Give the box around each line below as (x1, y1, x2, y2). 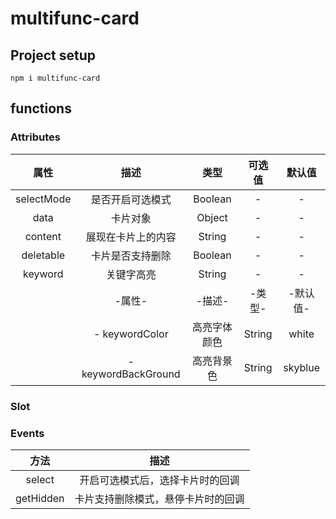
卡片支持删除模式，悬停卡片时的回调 (74, 492, 245, 506)
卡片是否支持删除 (90, 248, 172, 262)
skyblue (283, 360, 321, 374)
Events (10, 426, 45, 440)
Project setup (10, 47, 97, 64)
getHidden (15, 491, 65, 505)
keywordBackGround (81, 367, 181, 381)
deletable (21, 248, 66, 262)
